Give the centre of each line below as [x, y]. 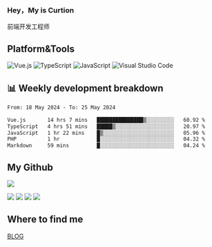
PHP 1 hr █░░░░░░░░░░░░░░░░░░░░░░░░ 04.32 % [106, 139]
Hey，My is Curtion [41, 10]
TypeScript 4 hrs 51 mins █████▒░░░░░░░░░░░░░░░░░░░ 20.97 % [106, 126]
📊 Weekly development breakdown [85, 88]
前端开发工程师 [28, 27]
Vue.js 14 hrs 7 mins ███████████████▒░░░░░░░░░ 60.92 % [106, 120]
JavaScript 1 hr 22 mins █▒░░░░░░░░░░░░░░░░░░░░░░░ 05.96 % [106, 133]
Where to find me [45, 220]
